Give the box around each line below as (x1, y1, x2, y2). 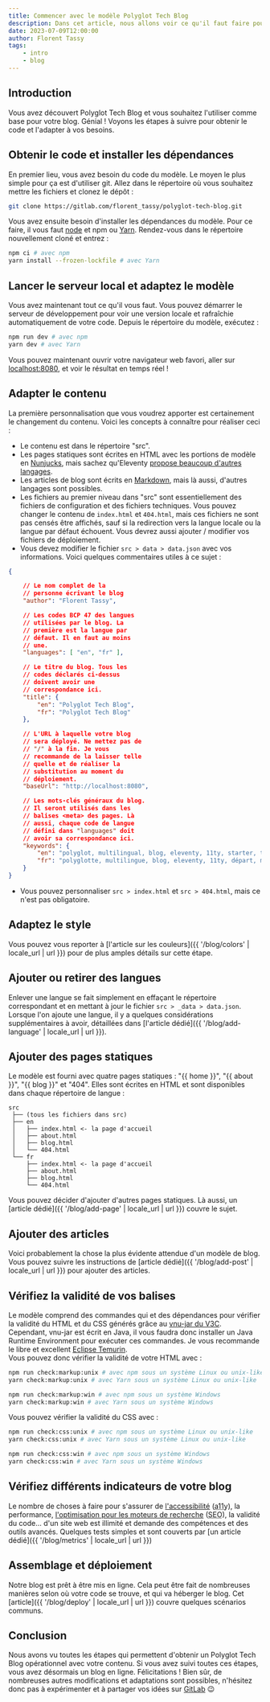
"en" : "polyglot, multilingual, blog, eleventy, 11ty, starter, (37, 849, 257, 857)
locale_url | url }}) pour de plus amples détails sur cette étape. (8, 948, 213, 958)
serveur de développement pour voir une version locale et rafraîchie (8, 309, 235, 318)
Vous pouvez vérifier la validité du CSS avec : (8, 1413, 159, 1422)
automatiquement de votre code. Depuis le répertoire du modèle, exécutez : (8, 317, 260, 326)
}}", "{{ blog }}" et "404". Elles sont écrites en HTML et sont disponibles (8, 1080, 245, 1089)
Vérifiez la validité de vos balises (8, 1289, 176, 1302)
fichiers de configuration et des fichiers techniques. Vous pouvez (19, 500, 237, 511)
